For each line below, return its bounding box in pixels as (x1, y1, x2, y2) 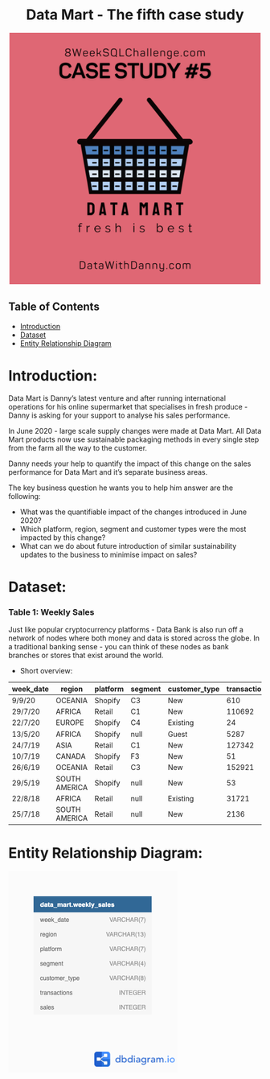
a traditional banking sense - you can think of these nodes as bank (8, 642, 229, 652)
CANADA (55, 752, 86, 761)
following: (8, 491, 41, 500)
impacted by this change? (19, 533, 106, 542)
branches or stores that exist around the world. (8, 650, 164, 661)
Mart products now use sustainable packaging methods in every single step (8, 434, 260, 444)
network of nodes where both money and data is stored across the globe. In (8, 633, 260, 643)
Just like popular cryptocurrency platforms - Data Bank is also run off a (8, 625, 243, 635)
